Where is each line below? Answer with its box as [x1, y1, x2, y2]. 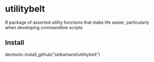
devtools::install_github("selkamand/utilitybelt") [5, 51, 100, 57]
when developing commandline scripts [5, 24, 83, 30]
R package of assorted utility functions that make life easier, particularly [5, 19, 150, 25]
